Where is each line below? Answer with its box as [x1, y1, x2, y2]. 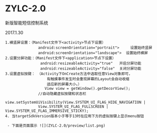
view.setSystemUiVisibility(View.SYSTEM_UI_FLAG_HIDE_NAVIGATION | [5, 100, 146, 105]
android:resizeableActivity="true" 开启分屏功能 [40, 61, 141, 66]
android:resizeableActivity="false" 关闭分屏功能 [40, 66, 141, 71]
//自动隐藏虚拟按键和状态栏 [38, 91, 87, 96]
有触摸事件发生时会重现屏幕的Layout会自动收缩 [47, 77, 130, 81]
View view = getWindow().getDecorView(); [44, 86, 131, 91]
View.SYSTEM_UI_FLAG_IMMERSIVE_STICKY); [5, 108, 89, 113]
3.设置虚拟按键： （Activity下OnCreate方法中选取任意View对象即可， [5, 71, 132, 76]
